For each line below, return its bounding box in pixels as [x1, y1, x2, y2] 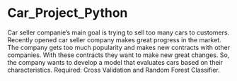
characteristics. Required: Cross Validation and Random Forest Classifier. [7, 66, 221, 74]
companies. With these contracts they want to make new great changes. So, [7, 51, 230, 59]
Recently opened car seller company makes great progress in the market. [7, 35, 221, 44]
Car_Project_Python [7, 5, 128, 21]
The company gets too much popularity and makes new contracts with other [7, 43, 231, 51]
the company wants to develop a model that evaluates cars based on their [7, 58, 223, 66]
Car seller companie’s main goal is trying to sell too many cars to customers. [7, 28, 230, 37]
